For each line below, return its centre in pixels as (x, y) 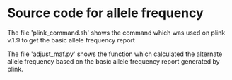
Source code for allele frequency (105, 13)
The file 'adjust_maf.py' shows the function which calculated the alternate (115, 54)
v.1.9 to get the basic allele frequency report (71, 40)
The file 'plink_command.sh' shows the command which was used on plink (116, 33)
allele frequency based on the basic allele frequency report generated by (114, 61)
